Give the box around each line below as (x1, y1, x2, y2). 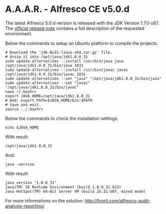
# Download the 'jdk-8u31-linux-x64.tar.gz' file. (5, 50, 113, 55)
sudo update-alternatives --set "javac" (5, 80, 91, 85)
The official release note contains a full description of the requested (5, 25, 145, 31)
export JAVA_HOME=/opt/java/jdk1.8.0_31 (5, 93, 91, 98)
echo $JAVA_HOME (5, 125, 39, 130)
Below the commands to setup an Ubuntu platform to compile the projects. (5, 40, 159, 46)
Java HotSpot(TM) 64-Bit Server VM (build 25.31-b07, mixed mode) (5, 189, 146, 194)
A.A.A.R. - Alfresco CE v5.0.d (5, 3, 130, 15)
